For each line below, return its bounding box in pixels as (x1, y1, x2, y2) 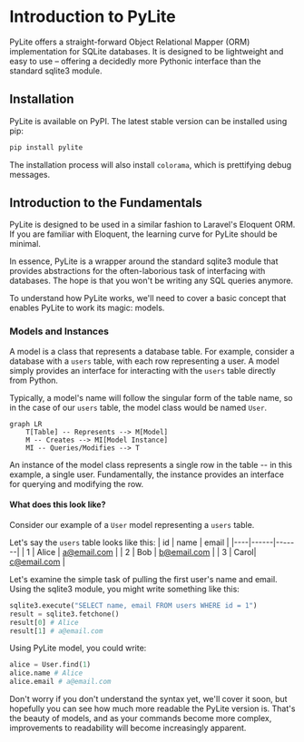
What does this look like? (9, 499, 106, 510)
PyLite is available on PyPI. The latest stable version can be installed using (9, 115, 288, 126)
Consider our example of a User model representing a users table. (9, 519, 255, 530)
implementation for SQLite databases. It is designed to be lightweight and (9, 45, 284, 56)
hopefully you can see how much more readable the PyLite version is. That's (9, 703, 296, 714)
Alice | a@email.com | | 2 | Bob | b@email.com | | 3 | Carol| (36, 546, 257, 557)
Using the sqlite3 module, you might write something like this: (9, 583, 240, 594)
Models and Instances (9, 325, 109, 337)
